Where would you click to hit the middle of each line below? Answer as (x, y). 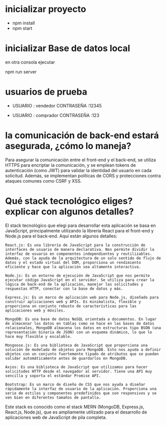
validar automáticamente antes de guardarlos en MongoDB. (66, 358)
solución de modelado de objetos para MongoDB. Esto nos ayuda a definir (83, 349)
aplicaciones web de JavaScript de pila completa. (56, 417)
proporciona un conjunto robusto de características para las (71, 306)
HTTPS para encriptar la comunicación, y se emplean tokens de (71, 165)
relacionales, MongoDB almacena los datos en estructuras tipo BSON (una (83, 328)
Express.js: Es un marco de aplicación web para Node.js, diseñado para (82, 297)
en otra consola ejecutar (30, 62)
